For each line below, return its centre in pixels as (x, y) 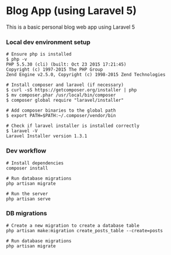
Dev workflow (26, 151)
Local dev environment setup (48, 42)
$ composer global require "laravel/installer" (65, 101)
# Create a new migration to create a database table (73, 225)
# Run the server (27, 194)
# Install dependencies (35, 163)
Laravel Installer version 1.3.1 (47, 136)
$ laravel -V (22, 131)
